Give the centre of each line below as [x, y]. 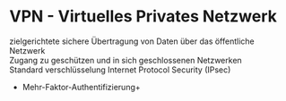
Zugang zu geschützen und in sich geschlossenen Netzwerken [126, 60]
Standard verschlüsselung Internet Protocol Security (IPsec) [120, 70]
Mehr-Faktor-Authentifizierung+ [81, 87]
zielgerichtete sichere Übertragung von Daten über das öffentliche [132, 41]
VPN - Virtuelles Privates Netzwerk [143, 17]
